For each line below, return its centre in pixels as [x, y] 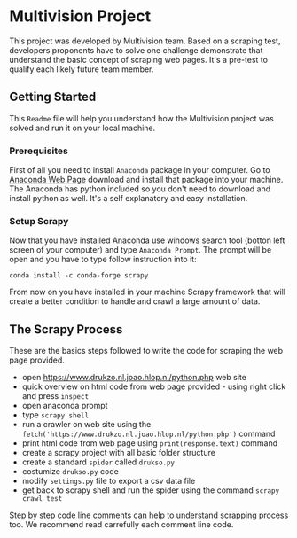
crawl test [42, 499]
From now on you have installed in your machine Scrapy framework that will [148, 292]
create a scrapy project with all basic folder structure [118, 453]
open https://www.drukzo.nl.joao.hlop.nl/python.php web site [134, 378]
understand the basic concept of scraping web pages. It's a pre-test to [139, 59]
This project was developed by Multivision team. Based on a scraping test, [145, 41]
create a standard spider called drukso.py [98, 462]
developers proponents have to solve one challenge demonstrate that [136, 50]
